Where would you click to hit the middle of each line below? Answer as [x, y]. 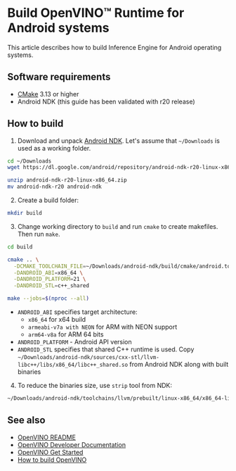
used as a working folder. [54, 148]
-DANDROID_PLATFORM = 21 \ [50, 280]
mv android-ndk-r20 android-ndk [54, 187]
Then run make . [39, 234]
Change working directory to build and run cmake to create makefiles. [118, 226]
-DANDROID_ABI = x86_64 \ [48, 272]
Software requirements [59, 77]
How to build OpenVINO [52, 460]
